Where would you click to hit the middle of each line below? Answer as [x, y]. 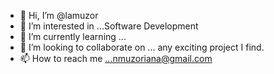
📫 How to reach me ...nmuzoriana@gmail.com [116, 58]
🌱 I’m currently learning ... [73, 36]
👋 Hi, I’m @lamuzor [59, 15]
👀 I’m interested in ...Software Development [109, 26]
